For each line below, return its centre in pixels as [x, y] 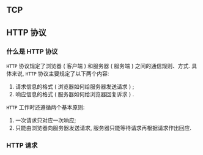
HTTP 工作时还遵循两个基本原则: [46, 107]
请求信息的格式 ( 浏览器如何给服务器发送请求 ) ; [75, 87]
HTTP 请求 [22, 145]
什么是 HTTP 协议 [32, 51]
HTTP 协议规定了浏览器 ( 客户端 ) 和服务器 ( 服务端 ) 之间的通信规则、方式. [98, 66]
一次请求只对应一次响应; [46, 120]
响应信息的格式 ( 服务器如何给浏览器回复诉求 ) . [75, 94]
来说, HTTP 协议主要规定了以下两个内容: [60, 74]
